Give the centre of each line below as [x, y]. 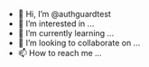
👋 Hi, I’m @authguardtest [64, 14]
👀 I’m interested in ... [56, 24]
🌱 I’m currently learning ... [66, 33]
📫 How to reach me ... [60, 53]
